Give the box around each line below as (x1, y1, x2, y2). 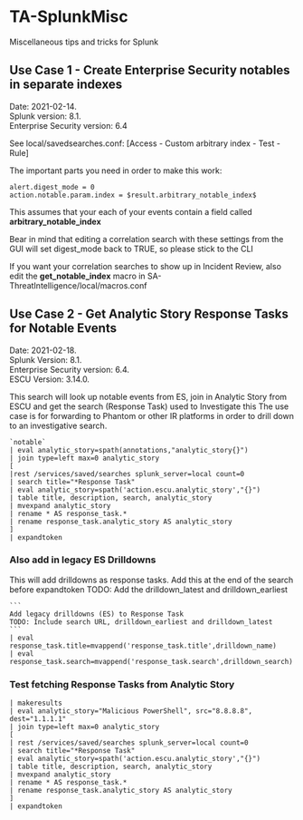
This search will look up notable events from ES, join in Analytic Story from (9, 391, 288, 402)
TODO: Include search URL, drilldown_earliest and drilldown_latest (9, 617, 273, 627)
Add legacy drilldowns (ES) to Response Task (9, 610, 184, 619)
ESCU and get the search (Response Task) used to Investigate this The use (9, 401, 289, 412)
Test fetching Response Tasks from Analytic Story (9, 678, 235, 690)
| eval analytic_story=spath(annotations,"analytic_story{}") (9, 445, 249, 454)
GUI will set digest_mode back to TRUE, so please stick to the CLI (9, 243, 253, 254)
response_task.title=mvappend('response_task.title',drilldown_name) (9, 641, 278, 650)
